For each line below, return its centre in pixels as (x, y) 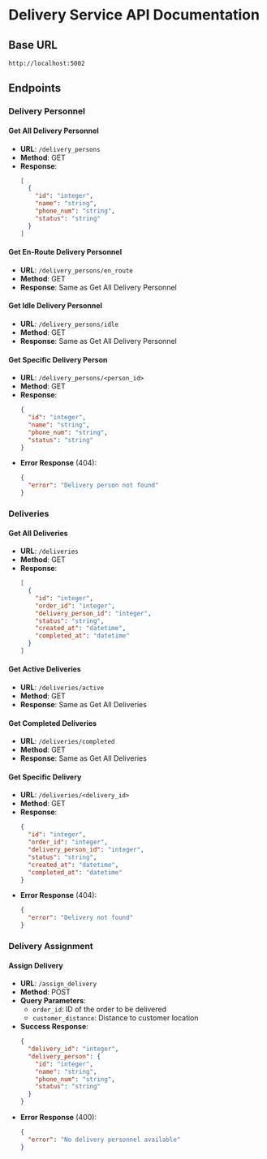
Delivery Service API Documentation (134, 15)
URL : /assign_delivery (58, 984)
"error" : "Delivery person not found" (93, 485)
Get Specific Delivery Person (58, 359)
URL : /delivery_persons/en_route (77, 270)
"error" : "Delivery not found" (81, 918)
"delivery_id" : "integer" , (73, 1049)
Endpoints (35, 88)
